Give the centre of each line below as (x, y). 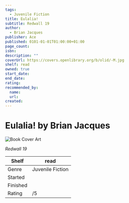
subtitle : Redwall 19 (27, 23)
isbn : (11, 51)
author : (13, 28)
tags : (11, 10)
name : (15, 92)
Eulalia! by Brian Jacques (58, 126)
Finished (17, 185)
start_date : (17, 74)
